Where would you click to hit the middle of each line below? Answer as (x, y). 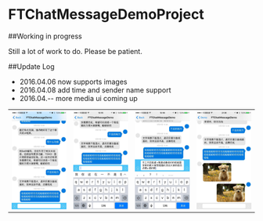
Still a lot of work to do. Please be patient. (75, 51)
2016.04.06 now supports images (73, 82)
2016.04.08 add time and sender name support (95, 90)
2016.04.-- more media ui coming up (79, 98)
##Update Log (31, 66)
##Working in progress (45, 36)
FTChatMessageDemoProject (106, 14)
